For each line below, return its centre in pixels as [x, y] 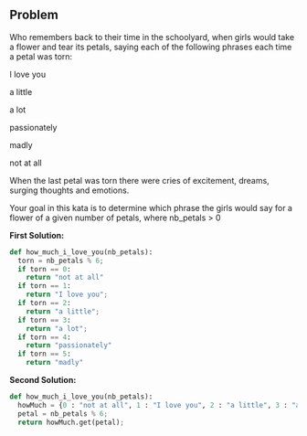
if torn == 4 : [44, 337]
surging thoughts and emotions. [69, 190]
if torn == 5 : [44, 354]
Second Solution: [43, 380]
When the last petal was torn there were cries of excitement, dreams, [139, 180]
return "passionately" [69, 346]
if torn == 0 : [44, 269]
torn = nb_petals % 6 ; [61, 261]
